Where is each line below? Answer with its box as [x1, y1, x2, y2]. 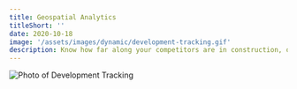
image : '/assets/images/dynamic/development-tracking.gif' [9, 37, 232, 47]
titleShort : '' [9, 21, 65, 30]
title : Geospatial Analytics [9, 12, 117, 22]
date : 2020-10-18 [9, 29, 73, 38]
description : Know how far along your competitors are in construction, [9, 46, 283, 55]
